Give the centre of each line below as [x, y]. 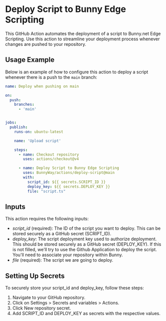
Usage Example [30, 60]
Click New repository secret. [42, 308]
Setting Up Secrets [35, 276]
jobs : [11, 123]
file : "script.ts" [46, 191]
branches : [24, 105]
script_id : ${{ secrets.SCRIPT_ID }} [67, 182]
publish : [19, 127]
